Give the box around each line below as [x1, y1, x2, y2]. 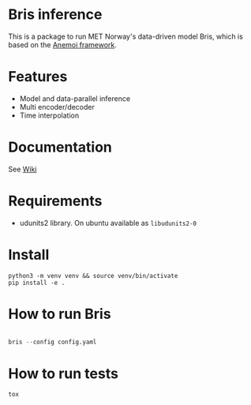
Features [8, 68, 68, 86]
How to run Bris [8, 305, 112, 323]
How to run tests [8, 365, 118, 382]
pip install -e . [8, 279, 66, 287]
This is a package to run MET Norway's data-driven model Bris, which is [8, 32, 243, 41]
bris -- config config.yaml [8, 338, 97, 346]
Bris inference [8, 6, 103, 24]
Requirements [8, 192, 103, 210]
